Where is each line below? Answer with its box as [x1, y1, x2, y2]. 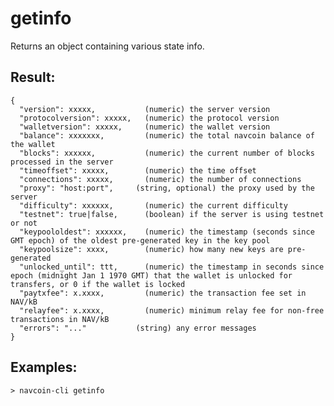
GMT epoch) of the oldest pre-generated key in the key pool [10, 235, 271, 246]
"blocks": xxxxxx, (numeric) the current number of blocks [19, 148, 315, 158]
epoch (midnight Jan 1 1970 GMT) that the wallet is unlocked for [10, 270, 293, 281]
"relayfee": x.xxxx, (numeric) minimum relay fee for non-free [19, 305, 325, 316]
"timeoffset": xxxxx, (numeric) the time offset [19, 165, 257, 176]
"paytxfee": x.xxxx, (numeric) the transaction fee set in [19, 288, 307, 298]
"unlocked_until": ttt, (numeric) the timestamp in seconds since [19, 262, 325, 272]
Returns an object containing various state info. [10, 40, 205, 52]
